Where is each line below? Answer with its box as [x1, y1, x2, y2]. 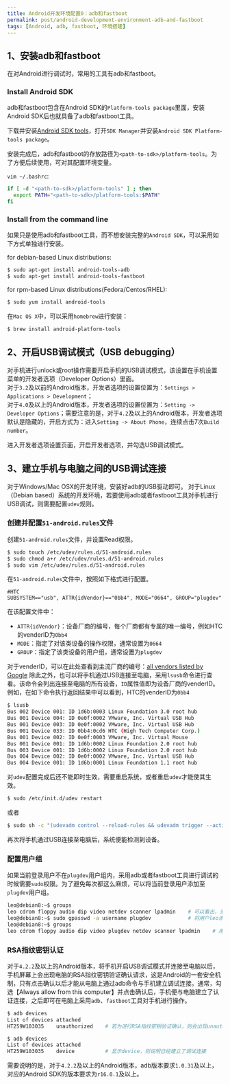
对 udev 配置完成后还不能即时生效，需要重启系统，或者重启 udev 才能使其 [7, 773, 206, 781]
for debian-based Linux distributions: [7, 253, 112, 262]
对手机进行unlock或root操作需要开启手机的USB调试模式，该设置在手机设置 [7, 365, 218, 374]
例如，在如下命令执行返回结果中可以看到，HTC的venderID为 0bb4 [7, 688, 190, 697]
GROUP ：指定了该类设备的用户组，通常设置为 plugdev [16, 648, 162, 656]
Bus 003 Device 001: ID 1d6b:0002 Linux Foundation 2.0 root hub [7, 747, 197, 754]
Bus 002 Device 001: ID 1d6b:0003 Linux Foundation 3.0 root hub [7, 708, 197, 715]
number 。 [7, 426, 32, 434]
